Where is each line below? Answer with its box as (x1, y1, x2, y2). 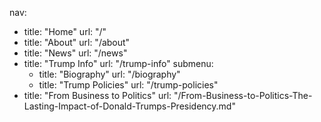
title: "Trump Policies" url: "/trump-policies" (38, 79, 219, 91)
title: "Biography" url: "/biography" (38, 68, 181, 80)
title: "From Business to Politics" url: (23, 90, 172, 101)
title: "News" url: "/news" (23, 47, 128, 59)
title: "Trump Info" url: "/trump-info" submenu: (23, 58, 214, 69)
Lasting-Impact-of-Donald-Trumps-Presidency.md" (23, 100, 236, 112)
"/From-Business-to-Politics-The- (173, 90, 313, 101)
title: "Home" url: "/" (23, 26, 107, 37)
